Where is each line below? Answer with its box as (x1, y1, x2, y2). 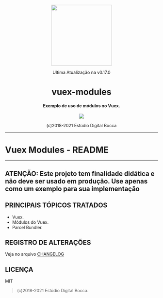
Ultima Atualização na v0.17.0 (52, 69, 111, 75)
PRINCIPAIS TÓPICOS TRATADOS (5, 201, 108, 210)
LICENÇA (5, 265, 33, 274)
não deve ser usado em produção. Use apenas (5, 177, 148, 185)
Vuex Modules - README (5, 144, 109, 155)
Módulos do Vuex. (12, 219, 49, 225)
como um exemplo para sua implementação (5, 184, 140, 193)
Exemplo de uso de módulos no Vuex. (43, 102, 120, 109)
